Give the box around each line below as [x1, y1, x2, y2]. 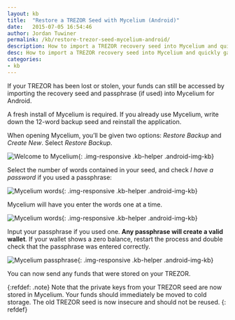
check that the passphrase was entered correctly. [7, 242, 150, 251]
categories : [7, 56, 42, 63]
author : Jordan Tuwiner [7, 29, 77, 37]
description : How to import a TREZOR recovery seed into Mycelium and [7, 43, 218, 50]
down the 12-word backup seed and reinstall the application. [7, 117, 182, 126]
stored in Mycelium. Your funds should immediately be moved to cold [7, 290, 207, 298]
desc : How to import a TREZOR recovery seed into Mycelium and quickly [7, 50, 220, 57]
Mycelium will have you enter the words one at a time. [7, 200, 163, 209]
